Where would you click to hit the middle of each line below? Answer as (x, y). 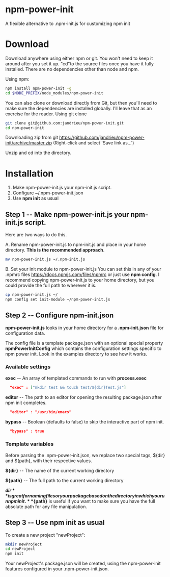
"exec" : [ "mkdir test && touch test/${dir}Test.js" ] (68, 387)
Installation (30, 173)
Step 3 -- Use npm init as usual (55, 523)
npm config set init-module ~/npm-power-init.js (58, 299)
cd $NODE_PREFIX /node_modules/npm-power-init (54, 93)
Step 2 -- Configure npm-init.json (60, 316)
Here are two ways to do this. (36, 235)
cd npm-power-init (25, 128)
